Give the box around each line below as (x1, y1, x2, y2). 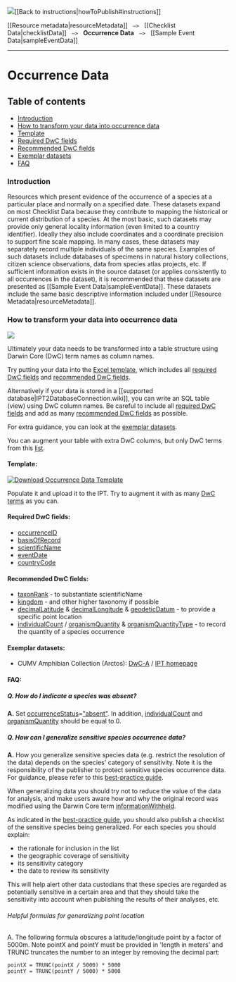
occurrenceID (17, 528, 58, 537)
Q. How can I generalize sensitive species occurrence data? (7, 733, 186, 741)
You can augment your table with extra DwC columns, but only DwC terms (7, 436, 223, 445)
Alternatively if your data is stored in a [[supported (7, 386, 153, 394)
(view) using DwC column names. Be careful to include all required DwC (7, 402, 216, 410)
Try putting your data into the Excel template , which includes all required (7, 365, 217, 373)
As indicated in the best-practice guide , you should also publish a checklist (7, 815, 225, 823)
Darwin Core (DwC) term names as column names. (7, 352, 155, 360)
